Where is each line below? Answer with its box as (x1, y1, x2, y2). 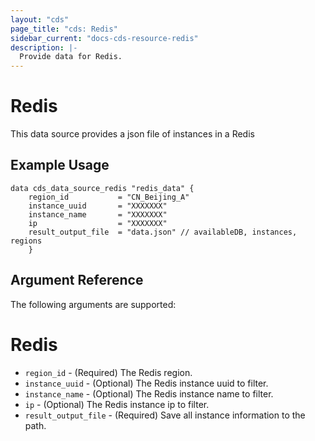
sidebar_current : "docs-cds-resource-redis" (10, 33, 199, 43)
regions (10, 236, 43, 246)
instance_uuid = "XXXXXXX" (28, 201, 168, 211)
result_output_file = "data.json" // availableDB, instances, (28, 227, 298, 237)
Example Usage (10, 157, 110, 174)
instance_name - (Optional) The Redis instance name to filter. (24, 387, 274, 400)
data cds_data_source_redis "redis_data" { (10, 183, 195, 193)
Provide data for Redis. (19, 52, 123, 62)
